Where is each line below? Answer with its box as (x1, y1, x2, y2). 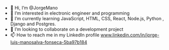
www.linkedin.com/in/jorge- (100, 32, 160, 38)
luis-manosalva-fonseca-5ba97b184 (10, 39, 87, 45)
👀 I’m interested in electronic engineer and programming (10, 10, 130, 16)
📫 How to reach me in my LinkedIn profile (10, 32, 100, 38)
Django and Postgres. (10, 21, 57, 27)
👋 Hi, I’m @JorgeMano (10, 5, 58, 11)
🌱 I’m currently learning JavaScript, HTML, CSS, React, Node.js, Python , (10, 16, 164, 21)
